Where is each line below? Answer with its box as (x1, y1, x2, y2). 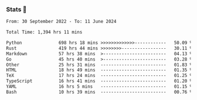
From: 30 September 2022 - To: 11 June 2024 (6, 19, 117, 25)
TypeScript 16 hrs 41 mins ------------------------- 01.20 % (6, 78, 193, 84)
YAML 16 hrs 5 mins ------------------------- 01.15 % (6, 84, 193, 90)
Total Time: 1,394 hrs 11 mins (6, 29, 83, 35)
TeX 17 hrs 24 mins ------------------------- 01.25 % (6, 73, 193, 79)
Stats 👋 (6, 5, 27, 14)
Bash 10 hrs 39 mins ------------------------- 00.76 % (6, 89, 193, 95)
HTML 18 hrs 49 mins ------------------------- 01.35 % (6, 67, 193, 73)
